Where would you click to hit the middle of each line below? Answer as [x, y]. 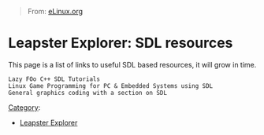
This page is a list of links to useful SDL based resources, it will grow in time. [132, 64]
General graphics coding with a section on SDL [88, 93]
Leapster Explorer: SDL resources [121, 43]
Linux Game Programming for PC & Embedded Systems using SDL [111, 86]
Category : [24, 107]
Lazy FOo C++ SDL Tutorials [54, 79]
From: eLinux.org [55, 11]
